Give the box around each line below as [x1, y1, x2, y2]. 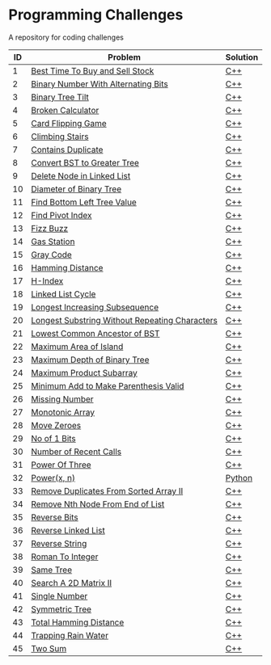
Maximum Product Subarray [31, 367, 138, 378]
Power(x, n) [31, 472, 75, 483]
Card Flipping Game [31, 117, 107, 128]
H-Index [31, 275, 64, 286]
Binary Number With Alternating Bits [31, 78, 168, 90]
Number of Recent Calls [31, 446, 122, 457]
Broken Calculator [31, 104, 100, 116]
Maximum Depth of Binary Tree [31, 354, 150, 365]
